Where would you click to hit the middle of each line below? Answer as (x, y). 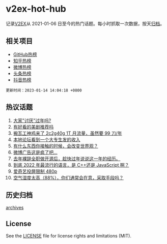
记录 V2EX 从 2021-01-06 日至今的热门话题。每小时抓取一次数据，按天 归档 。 (85, 23)
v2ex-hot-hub (36, 9)
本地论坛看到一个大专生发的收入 (47, 139)
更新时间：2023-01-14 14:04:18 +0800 (44, 90)
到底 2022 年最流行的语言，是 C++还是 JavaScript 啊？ (71, 165)
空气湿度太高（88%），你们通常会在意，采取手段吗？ (68, 177)
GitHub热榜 (25, 54)
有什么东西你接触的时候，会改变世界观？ (55, 146)
